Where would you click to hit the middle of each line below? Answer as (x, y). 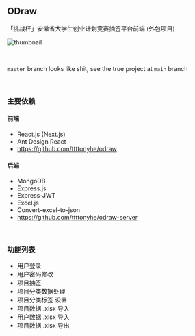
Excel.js (28, 203)
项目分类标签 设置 (42, 300)
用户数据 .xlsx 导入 (43, 317)
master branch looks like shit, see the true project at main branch (97, 68)
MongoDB (31, 181)
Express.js (31, 188)
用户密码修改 (35, 274)
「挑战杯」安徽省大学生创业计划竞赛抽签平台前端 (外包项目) (91, 28)
